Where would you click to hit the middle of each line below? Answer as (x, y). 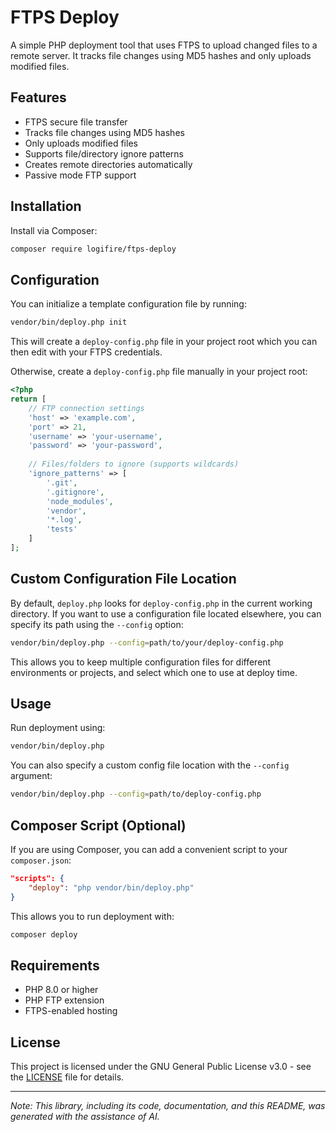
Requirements (55, 965)
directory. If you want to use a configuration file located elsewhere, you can (166, 613)
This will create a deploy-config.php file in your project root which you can (164, 342)
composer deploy (44, 934)
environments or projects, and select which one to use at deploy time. (154, 672)
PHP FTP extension (64, 1000)
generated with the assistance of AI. (85, 1117)
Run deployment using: (58, 728)
